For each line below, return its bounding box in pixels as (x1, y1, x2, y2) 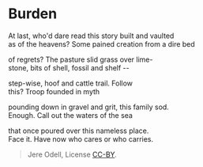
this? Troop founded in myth (8, 86, 100, 96)
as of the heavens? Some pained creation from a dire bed (8, 39, 195, 48)
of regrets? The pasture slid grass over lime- (8, 55, 153, 64)
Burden (8, 5, 58, 23)
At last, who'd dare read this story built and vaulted (8, 31, 175, 40)
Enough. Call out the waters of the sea (8, 110, 133, 120)
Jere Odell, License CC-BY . (27, 150, 117, 159)
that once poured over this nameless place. (8, 126, 149, 135)
